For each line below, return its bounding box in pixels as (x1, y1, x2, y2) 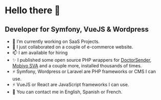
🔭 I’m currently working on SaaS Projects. (12, 38, 100, 44)
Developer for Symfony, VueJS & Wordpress (5, 25, 149, 34)
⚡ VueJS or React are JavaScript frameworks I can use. (12, 82, 129, 87)
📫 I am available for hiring (12, 49, 68, 56)
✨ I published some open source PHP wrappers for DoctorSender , (12, 57, 152, 63)
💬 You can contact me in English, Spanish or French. (12, 89, 123, 95)
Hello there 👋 (5, 5, 61, 16)
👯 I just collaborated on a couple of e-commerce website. (12, 44, 133, 50)
